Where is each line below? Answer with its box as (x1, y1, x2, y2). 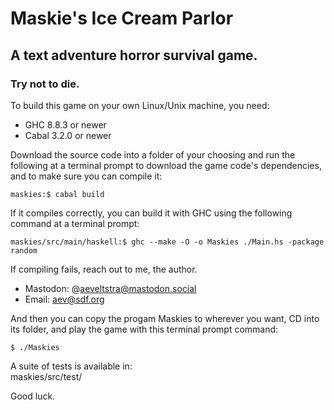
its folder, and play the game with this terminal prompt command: (10, 323, 279, 335)
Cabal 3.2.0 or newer (24, 129, 112, 141)
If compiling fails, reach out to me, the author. (10, 263, 198, 275)
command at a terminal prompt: (10, 217, 140, 229)
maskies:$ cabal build (10, 189, 105, 199)
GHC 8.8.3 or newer (24, 118, 107, 131)
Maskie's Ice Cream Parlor (10, 7, 234, 30)
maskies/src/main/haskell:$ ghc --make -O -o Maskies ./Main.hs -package (10, 237, 325, 247)
